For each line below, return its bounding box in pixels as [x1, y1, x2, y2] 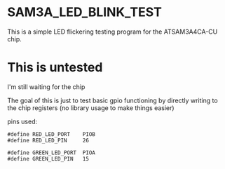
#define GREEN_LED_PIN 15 [7, 155, 90, 162]
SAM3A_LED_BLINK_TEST [7, 4, 163, 20]
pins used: [7, 117, 37, 126]
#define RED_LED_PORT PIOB [7, 130, 96, 137]
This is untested [7, 60, 103, 76]
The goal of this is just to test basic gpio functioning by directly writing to [7, 96, 219, 104]
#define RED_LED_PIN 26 [7, 137, 90, 144]
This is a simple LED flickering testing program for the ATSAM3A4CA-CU [7, 27, 218, 36]
